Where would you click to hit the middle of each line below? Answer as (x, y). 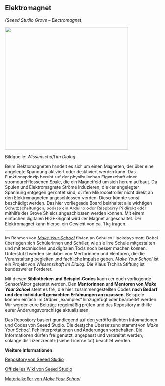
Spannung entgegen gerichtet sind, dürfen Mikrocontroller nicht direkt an (79, 192)
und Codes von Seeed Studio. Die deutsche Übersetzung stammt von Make (82, 325)
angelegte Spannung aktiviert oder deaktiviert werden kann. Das (70, 171)
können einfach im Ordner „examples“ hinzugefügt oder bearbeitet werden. (82, 299)
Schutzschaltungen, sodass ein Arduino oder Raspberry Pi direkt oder (76, 208)
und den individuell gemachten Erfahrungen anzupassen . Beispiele (75, 294)
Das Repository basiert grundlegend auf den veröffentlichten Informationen (81, 320)
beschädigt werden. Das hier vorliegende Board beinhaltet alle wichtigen (79, 203)
